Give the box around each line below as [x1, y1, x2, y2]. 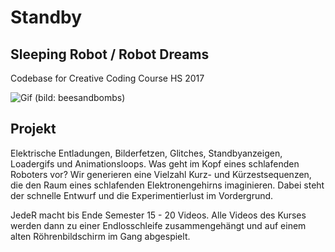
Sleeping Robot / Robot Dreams [10, 46, 210, 63]
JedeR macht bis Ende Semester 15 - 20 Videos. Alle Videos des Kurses [10, 209, 307, 221]
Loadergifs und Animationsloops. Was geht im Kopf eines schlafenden [10, 157, 300, 170]
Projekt [10, 121, 57, 138]
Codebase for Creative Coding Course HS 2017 [10, 72, 205, 84]
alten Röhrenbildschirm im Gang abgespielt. [10, 230, 191, 242]
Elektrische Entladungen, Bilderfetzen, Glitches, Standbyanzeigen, [10, 147, 283, 159]
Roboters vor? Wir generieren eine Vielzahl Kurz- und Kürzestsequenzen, [10, 168, 312, 180]
